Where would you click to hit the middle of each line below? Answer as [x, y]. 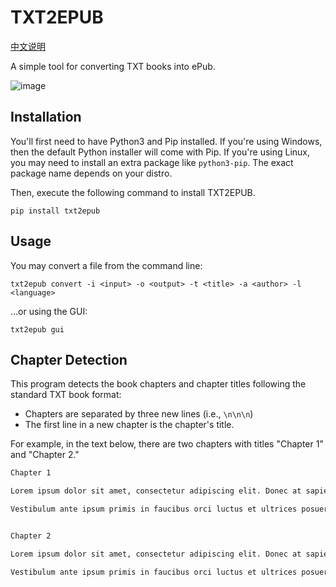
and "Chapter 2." [45, 455]
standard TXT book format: [66, 395]
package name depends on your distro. [91, 173]
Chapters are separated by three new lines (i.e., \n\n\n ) [139, 414]
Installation [46, 117]
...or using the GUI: [49, 311]
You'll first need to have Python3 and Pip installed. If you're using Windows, [166, 141]
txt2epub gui [37, 329]
